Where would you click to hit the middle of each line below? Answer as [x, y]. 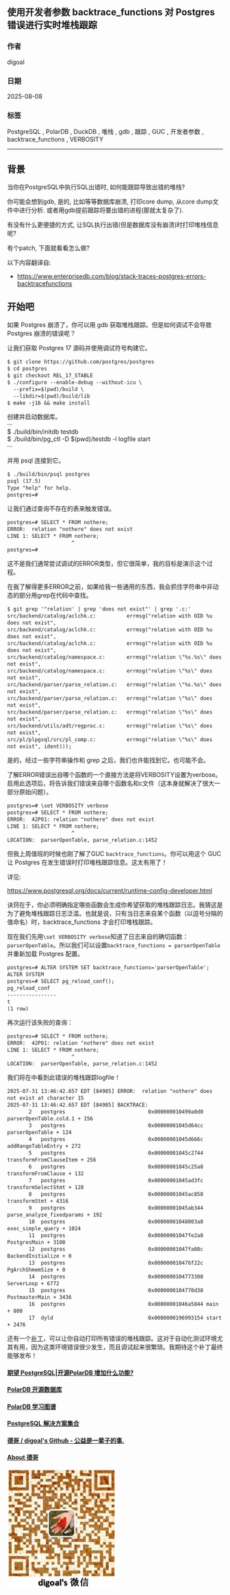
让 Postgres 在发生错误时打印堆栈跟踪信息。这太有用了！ [87, 862]
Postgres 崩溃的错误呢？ [42, 333]
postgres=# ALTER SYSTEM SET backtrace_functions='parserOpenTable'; [108, 967]
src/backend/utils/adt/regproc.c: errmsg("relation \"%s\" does [110, 726]
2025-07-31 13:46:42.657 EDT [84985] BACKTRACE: [78, 1105]
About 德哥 [23, 1458]
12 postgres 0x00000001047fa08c [116, 1249]
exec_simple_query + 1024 [44, 1228]
